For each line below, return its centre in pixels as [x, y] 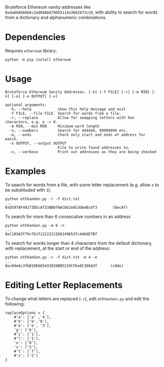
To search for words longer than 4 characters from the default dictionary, [79, 243]
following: [15, 304]
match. [12, 139]
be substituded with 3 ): [28, 190]
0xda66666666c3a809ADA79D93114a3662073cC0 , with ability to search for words [81, 12]
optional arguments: [26, 105]
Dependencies [35, 37]
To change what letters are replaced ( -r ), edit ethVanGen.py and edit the [77, 299]
